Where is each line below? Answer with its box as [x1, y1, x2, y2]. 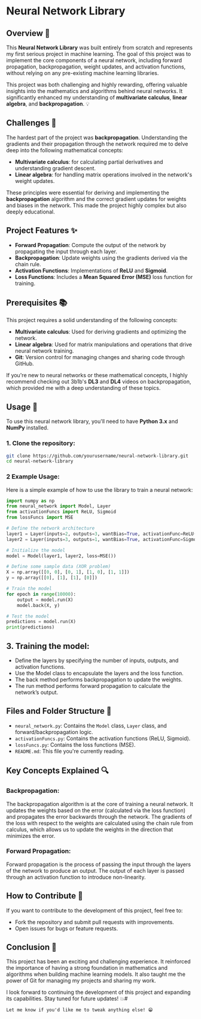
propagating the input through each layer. [14, 248, 118, 255]
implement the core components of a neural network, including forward [6, 57, 182, 64]
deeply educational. [6, 208, 55, 215]
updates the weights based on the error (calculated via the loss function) [6, 807, 186, 814]
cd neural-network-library [6, 458, 74, 464]
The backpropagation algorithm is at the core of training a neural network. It [6, 800, 193, 807]
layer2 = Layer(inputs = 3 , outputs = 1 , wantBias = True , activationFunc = [6, 536, 184, 542]
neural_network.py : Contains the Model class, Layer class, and [14, 722, 167, 729]
